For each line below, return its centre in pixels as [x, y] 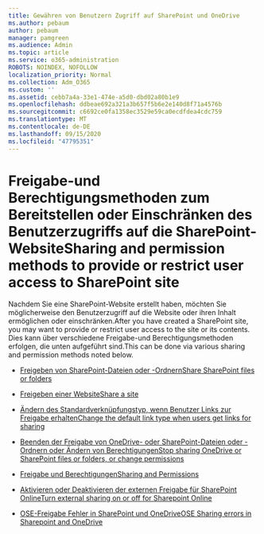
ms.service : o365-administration [64, 60]
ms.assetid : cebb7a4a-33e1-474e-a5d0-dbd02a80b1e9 [94, 97]
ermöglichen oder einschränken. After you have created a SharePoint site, [128, 321]
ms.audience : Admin [41, 45]
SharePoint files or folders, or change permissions [102, 459]
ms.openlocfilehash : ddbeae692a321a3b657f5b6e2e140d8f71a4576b [115, 104]
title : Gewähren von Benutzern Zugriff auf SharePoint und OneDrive [124, 16]
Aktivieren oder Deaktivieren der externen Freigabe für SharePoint [128, 489]
